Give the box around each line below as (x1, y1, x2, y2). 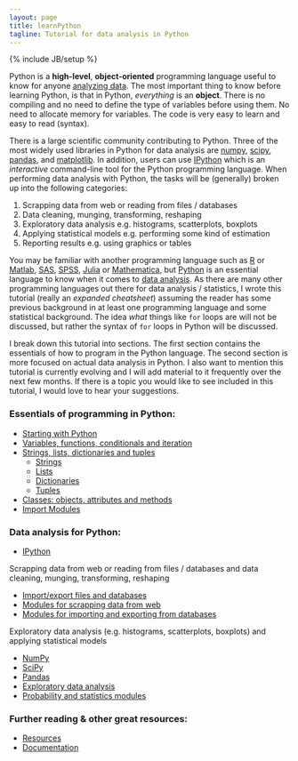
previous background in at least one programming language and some (9, 302, 267, 313)
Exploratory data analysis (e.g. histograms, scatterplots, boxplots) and (9, 626, 267, 637)
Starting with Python (21, 428, 98, 438)
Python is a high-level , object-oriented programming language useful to (9, 71, 277, 82)
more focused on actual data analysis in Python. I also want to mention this (9, 357, 284, 368)
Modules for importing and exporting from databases (21, 608, 217, 619)
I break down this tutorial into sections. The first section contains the (9, 339, 261, 349)
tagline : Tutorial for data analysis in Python (9, 29, 189, 38)
